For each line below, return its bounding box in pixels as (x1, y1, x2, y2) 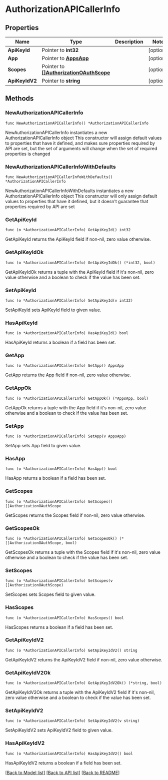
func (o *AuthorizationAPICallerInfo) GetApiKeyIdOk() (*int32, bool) (5, 260, 155, 265)
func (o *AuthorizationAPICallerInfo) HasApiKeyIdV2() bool (5, 751, 133, 756)
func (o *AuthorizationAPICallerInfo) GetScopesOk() (5, 536, 117, 541)
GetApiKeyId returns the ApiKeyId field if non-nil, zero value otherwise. (5, 236, 151, 242)
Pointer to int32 (41, 47, 79, 54)
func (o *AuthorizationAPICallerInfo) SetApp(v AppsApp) (5, 434, 126, 439)
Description (114, 39, 143, 45)
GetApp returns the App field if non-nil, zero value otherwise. (5, 372, 131, 378)
